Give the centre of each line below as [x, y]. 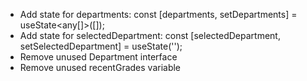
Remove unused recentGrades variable [100, 67]
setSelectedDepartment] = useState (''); [101, 46]
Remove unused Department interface [98, 57]
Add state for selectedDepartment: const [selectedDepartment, [150, 35]
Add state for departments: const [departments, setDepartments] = [158, 14]
